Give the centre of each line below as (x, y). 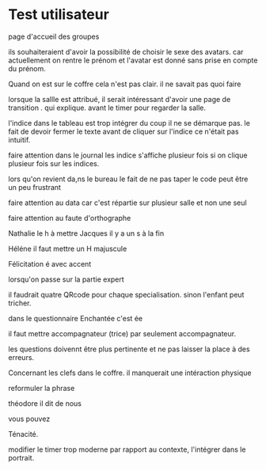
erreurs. (21, 357)
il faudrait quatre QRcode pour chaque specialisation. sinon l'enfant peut (126, 294)
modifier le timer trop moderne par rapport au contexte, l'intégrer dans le (127, 449)
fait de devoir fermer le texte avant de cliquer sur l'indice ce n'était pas (123, 131)
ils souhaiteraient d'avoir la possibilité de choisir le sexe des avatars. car (126, 51)
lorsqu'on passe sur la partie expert (66, 279)
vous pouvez (29, 419)
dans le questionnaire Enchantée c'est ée (76, 318)
